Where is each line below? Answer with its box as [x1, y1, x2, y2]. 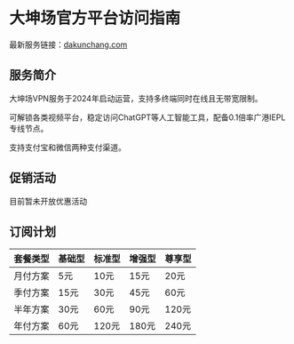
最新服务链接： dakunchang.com [9, 39, 128, 50]
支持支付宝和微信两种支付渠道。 [9, 141, 126, 152]
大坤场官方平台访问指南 [9, 8, 181, 28]
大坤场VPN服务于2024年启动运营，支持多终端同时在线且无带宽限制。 [9, 92, 263, 103]
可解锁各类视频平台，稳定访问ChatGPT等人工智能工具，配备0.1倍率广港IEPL [9, 112, 286, 123]
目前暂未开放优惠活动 [9, 196, 87, 206]
